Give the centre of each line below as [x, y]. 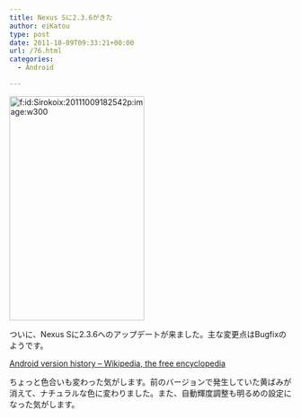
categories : [31, 59]
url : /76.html [36, 51]
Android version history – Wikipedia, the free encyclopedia [118, 363]
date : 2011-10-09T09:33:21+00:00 [72, 43]
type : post [30, 34]
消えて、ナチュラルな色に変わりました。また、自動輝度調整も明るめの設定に [150, 393]
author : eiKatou [40, 26]
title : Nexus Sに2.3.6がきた [61, 17]
